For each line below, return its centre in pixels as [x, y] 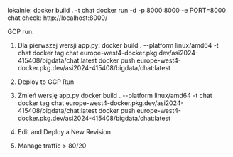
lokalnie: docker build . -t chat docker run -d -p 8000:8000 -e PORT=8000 [116, 10]
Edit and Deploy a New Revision [64, 132]
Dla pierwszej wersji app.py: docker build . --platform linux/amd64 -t [118, 45]
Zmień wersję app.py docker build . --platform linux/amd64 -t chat [115, 96]
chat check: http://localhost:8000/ [58, 18]
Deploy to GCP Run [46, 82]
